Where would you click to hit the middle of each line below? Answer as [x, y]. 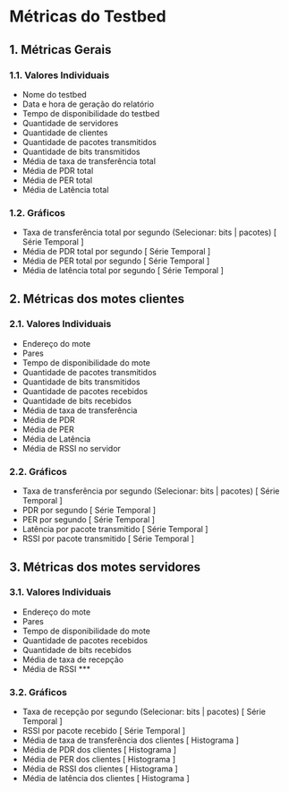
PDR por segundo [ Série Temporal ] [89, 510]
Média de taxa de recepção [72, 659]
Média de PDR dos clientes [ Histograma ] [99, 750]
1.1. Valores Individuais [59, 75]
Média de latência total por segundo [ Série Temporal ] [123, 271]
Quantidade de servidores [70, 123]
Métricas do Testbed [88, 17]
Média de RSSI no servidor [71, 448]
